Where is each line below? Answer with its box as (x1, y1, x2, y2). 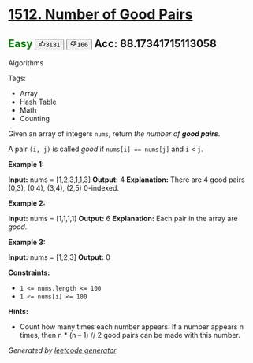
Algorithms (8, 58, 44, 68)
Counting (19, 114, 50, 123)
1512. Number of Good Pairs (8, 6, 193, 24)
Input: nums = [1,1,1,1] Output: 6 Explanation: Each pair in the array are (8, 214, 238, 223)
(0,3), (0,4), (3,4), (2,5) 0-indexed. (8, 183, 120, 192)
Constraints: (8, 268, 50, 277)
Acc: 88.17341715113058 (94, 37, 217, 50)
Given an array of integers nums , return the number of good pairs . (8, 129, 221, 139)
